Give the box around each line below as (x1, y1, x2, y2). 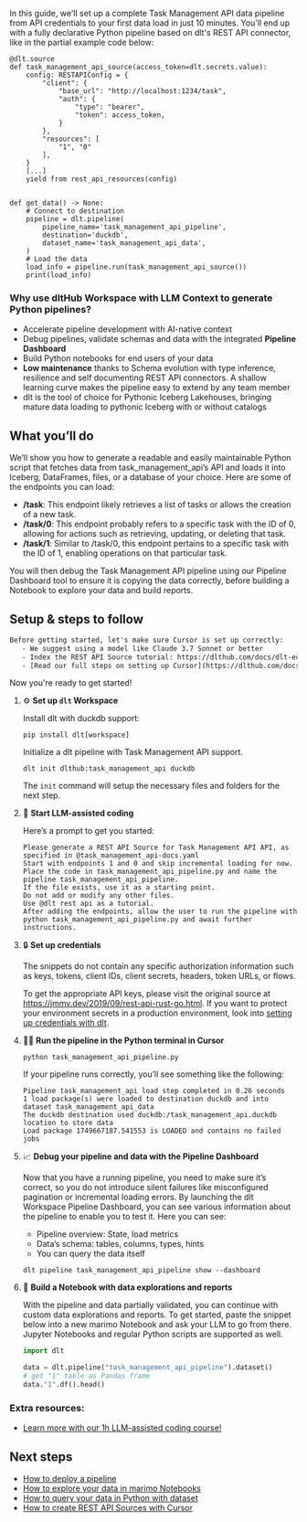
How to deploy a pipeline (22, 1474, 117, 1485)
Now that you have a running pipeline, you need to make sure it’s (22, 1172, 267, 1183)
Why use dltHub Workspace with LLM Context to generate (9, 292, 273, 304)
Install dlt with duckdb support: (22, 713, 140, 724)
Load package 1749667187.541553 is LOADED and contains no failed (22, 1126, 281, 1136)
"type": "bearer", (74, 102, 145, 112)
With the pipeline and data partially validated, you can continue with (22, 1300, 279, 1311)
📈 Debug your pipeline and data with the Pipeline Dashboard (22, 1151, 259, 1162)
